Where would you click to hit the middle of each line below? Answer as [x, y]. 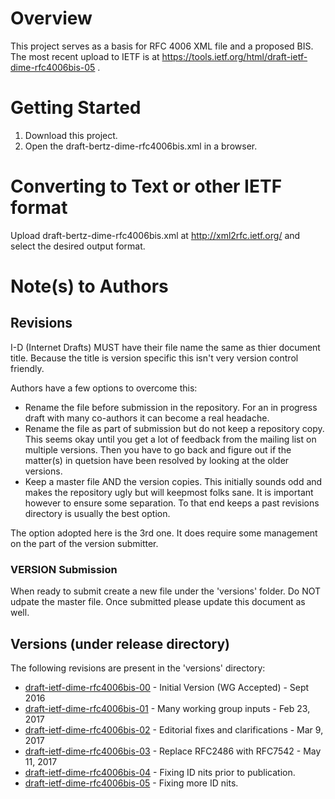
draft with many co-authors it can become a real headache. [147, 418]
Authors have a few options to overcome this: [104, 388]
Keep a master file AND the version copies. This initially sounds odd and [173, 481]
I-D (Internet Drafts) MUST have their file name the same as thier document [165, 347]
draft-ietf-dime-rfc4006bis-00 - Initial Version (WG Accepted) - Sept [167, 687]
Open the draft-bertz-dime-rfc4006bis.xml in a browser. [141, 146]
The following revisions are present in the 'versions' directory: [138, 668]
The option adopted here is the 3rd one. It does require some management [164, 533]
